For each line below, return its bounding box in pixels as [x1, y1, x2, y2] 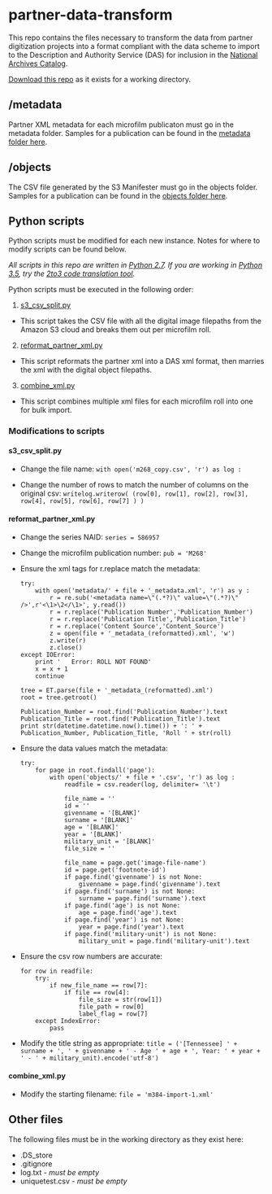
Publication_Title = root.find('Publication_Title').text [19, 715, 221, 723]
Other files [8, 1113, 63, 1126]
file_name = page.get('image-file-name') [63, 859, 206, 867]
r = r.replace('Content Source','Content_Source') [50, 622, 225, 630]
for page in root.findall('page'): [35, 766, 156, 774]
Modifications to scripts [8, 426, 106, 437]
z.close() [50, 643, 83, 652]
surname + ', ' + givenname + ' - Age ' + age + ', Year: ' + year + [19, 1047, 261, 1055]
